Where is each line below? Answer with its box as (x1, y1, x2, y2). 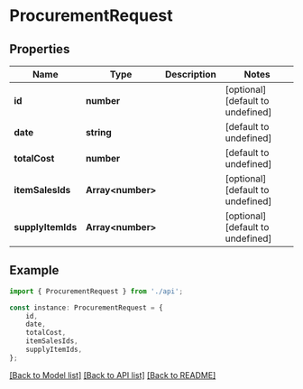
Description (165, 69, 216, 80)
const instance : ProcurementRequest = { (9, 303, 164, 312)
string (85, 126, 113, 138)
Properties (9, 42, 70, 57)
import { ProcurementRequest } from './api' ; (9, 286, 183, 296)
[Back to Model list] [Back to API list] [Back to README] (9, 369, 216, 380)
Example (9, 263, 60, 278)
